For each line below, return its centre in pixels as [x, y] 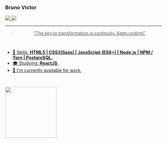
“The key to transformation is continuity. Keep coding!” [90, 33]
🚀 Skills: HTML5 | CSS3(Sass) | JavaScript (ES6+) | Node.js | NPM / [83, 52]
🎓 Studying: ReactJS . [35, 63]
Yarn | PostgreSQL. [33, 58]
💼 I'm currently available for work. [47, 71]
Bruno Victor [21, 7]
